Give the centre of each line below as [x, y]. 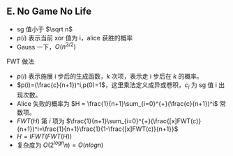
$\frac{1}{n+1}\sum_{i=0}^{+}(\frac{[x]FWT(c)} [134, 121]
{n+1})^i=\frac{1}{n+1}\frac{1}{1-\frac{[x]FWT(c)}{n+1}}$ [97, 129]
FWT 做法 [21, 61]
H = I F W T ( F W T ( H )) [44, 136]
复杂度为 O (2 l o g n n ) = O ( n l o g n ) [60, 144]
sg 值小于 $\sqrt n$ [44, 29]
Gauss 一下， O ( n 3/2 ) [46, 46]
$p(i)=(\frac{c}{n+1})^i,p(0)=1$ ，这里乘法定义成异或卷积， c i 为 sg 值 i [117, 86]
